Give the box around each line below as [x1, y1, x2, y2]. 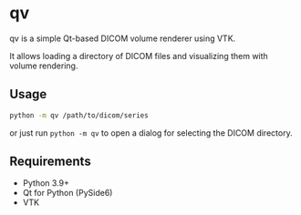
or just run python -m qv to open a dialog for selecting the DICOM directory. [9, 127, 294, 138]
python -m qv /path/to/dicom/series [9, 110, 149, 120]
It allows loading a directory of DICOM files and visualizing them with [9, 50, 269, 61]
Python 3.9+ [22, 178, 70, 189]
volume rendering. [9, 60, 78, 71]
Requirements [9, 154, 91, 169]
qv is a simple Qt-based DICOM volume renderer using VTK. [9, 33, 236, 44]
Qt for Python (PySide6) [22, 188, 113, 199]
